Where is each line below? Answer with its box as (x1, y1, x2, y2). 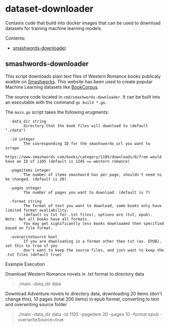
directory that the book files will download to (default (23, 123, 148, 128)
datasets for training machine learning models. (5, 25, 103, 31)
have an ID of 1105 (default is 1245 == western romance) (5, 158, 130, 164)
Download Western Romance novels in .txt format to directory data (5, 271, 144, 277)
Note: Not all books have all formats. (5, 216, 90, 221)
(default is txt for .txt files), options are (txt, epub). (23, 212, 153, 217)
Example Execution (5, 261, 46, 267)
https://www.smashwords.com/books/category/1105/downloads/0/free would (5, 154, 162, 159)
